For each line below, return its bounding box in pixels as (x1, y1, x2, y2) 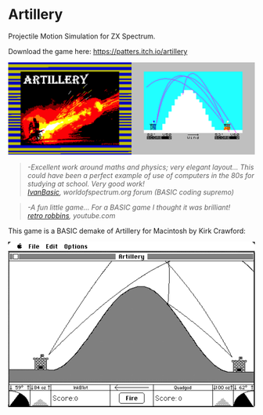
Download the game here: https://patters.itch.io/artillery (8, 46, 188, 56)
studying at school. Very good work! (27, 179, 145, 189)
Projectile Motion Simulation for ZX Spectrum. (8, 31, 156, 41)
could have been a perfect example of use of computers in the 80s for (27, 171, 254, 180)
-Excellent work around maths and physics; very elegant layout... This (27, 162, 254, 172)
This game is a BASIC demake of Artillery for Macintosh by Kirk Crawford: (8, 226, 247, 236)
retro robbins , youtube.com (27, 211, 116, 220)
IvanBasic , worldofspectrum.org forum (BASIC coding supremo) (27, 187, 235, 197)
